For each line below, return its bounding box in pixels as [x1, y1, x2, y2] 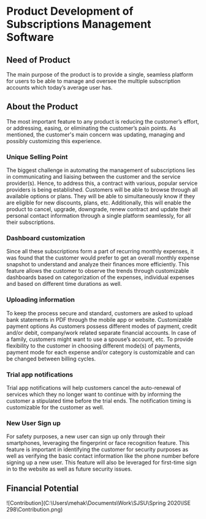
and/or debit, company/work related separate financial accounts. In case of [6, 329, 197, 336]
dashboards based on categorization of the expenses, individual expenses [6, 274, 195, 281]
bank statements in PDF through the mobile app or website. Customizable [6, 316, 193, 323]
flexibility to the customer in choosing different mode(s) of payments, [6, 342, 181, 349]
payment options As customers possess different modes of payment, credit [6, 323, 197, 330]
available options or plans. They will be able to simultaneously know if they [6, 193, 195, 200]
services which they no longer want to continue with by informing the [6, 390, 181, 398]
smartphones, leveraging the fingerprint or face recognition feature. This [6, 439, 190, 447]
